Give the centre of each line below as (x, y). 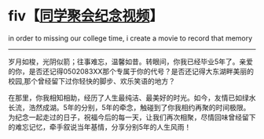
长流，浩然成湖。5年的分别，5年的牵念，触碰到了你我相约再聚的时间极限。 (129, 107)
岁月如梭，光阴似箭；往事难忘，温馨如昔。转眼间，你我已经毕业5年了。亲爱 (131, 61)
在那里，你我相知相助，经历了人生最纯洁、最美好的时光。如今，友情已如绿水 (132, 98)
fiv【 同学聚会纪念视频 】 (86, 16)
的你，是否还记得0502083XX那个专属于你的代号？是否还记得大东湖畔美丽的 (131, 71)
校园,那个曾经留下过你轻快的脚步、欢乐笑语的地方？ (92, 81)
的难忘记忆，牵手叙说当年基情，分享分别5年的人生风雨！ (100, 127)
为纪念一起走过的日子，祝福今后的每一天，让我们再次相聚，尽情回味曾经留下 (132, 117)
